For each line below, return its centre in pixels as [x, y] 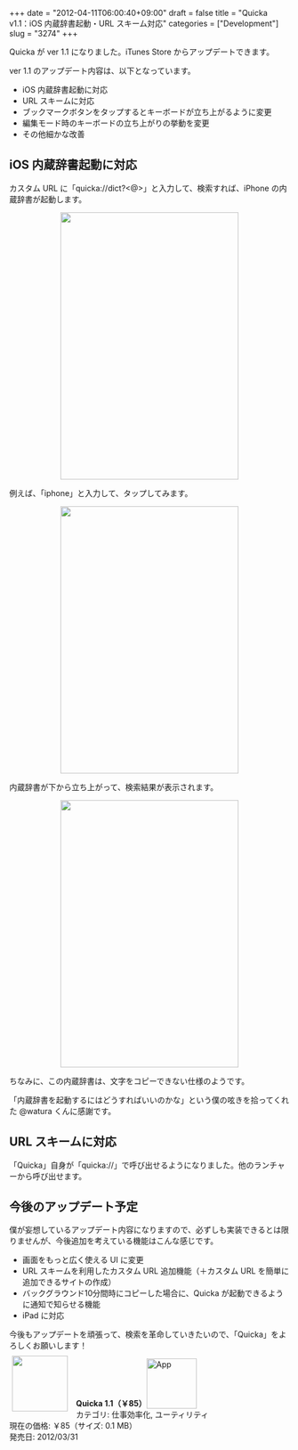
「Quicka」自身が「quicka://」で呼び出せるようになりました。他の [132, 1165]
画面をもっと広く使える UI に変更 [83, 1260]
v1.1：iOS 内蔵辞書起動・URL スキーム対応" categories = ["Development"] [144, 23]
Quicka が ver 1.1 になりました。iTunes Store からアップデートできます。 [141, 52]
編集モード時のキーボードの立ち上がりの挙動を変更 [116, 123]
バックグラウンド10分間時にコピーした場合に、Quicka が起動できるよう [153, 1293]
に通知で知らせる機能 [61, 1305]
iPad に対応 [43, 1316]
